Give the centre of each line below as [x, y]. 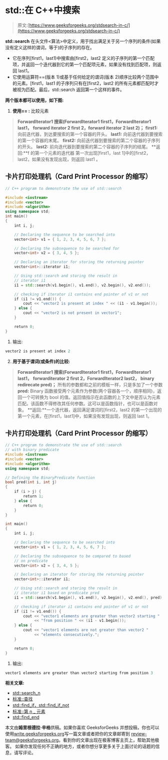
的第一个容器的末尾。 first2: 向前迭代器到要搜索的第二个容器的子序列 [89, 140]
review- [139, 734]
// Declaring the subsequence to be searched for [67, 248]
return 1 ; [33, 496]
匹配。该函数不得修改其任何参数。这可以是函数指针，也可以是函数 [85, 403]
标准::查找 [22, 699]
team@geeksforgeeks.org [32, 740]
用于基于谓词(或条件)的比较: [41, 361]
